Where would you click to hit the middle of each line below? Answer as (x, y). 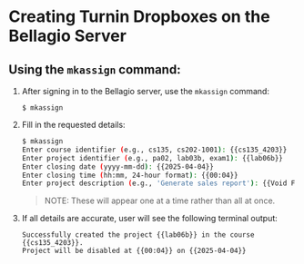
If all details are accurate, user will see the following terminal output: (150, 219)
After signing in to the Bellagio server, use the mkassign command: (146, 91)
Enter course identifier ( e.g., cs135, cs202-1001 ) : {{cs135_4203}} (154, 150)
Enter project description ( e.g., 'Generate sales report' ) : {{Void (154, 183)
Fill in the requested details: (73, 125)
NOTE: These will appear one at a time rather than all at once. (160, 200)
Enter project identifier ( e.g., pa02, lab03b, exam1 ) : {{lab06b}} (152, 158)
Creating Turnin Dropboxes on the (139, 17)
